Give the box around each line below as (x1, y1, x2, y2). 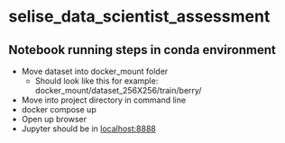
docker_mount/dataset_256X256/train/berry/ (34, 85, 202, 95)
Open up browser (21, 114, 87, 124)
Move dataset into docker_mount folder (21, 66, 169, 76)
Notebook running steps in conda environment (8, 42, 276, 58)
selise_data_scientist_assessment (8, 6, 271, 27)
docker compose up (21, 104, 97, 114)
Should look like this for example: (34, 76, 159, 86)
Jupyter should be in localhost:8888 (21, 123, 157, 134)
